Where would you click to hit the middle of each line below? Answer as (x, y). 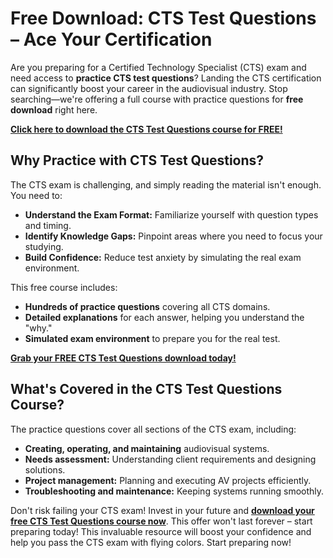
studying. (44, 246)
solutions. (45, 469)
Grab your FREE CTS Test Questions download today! (123, 358)
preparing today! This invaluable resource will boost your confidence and (161, 531)
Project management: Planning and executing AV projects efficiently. (168, 480)
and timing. (48, 225)
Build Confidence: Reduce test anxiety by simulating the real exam (163, 257)
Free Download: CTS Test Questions (163, 18)
